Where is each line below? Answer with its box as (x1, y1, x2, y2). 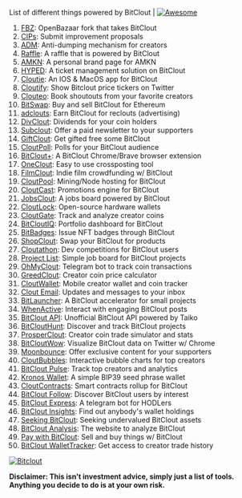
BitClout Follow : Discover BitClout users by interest (20, 390, 189, 399)
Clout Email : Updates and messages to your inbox (20, 287, 186, 297)
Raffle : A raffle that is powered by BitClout (20, 49, 159, 58)
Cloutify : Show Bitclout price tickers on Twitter (20, 83, 175, 92)
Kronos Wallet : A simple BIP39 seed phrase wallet (20, 373, 186, 382)
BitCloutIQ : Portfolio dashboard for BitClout (20, 219, 163, 229)
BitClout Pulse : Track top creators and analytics (20, 364, 179, 373)
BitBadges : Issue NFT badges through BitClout (20, 228, 175, 237)
